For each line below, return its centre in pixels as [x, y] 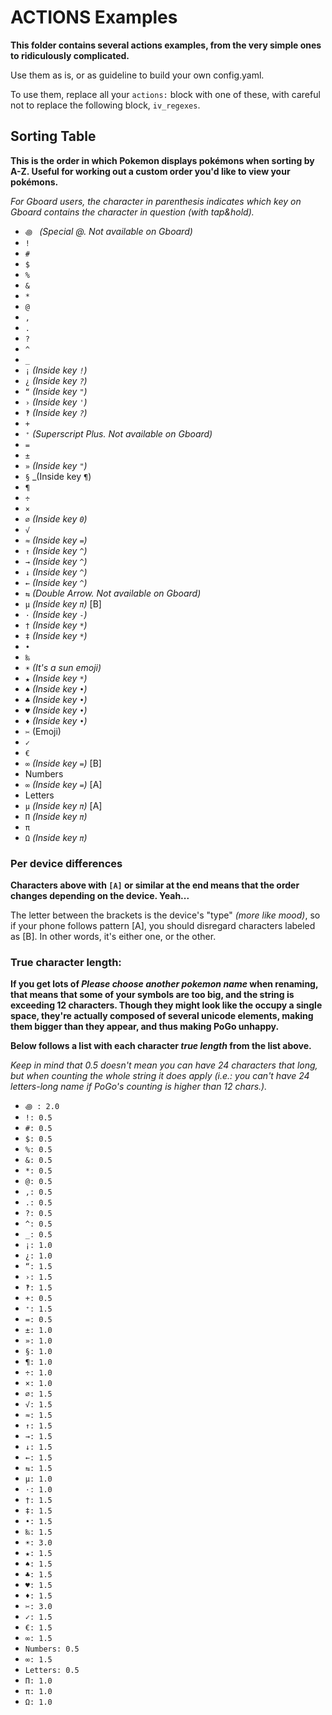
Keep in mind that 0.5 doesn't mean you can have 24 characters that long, [164, 1065]
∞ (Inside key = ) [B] [63, 763]
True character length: [66, 962]
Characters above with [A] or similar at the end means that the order [155, 885]
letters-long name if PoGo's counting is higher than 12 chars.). [139, 1087]
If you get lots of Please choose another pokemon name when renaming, [164, 984]
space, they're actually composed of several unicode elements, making [162, 1016]
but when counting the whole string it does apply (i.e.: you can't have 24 [160, 1076]
